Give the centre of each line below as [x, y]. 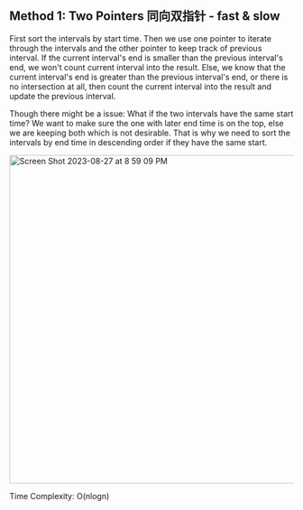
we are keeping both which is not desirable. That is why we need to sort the [150, 133]
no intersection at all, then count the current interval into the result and [141, 86]
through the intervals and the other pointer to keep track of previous [136, 48]
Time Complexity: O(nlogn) [60, 496]
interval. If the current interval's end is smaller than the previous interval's [147, 58]
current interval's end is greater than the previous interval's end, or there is [149, 77]
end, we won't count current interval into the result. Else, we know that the [147, 67]
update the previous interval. [63, 96]
